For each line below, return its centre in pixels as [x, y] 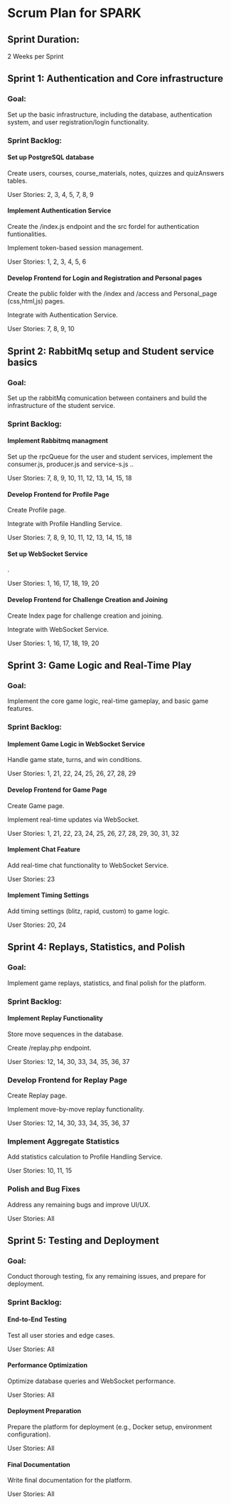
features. [21, 709]
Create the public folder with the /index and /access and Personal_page [112, 294]
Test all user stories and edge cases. [61, 1335]
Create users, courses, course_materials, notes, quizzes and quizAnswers [116, 173]
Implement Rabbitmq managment [58, 441]
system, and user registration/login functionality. [78, 122]
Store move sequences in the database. [66, 1034]
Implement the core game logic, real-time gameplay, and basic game [108, 701]
